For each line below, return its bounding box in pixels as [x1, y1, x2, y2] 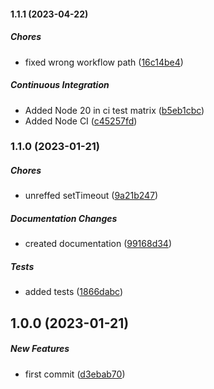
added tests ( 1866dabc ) [24, 286, 124, 298]
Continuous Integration [10, 79, 110, 91]
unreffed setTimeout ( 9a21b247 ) [24, 190, 159, 202]
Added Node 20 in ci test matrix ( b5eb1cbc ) [24, 104, 205, 116]
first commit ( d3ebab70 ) [24, 368, 126, 380]
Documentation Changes [10, 213, 118, 225]
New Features [10, 343, 70, 355]
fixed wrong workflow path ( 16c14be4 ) [24, 56, 184, 68]
